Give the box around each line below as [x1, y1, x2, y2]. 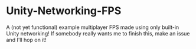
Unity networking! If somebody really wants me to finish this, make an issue [6, 30, 190, 37]
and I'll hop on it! [6, 36, 47, 43]
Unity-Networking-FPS [6, 4, 122, 18]
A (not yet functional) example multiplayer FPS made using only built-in [6, 24, 179, 31]
